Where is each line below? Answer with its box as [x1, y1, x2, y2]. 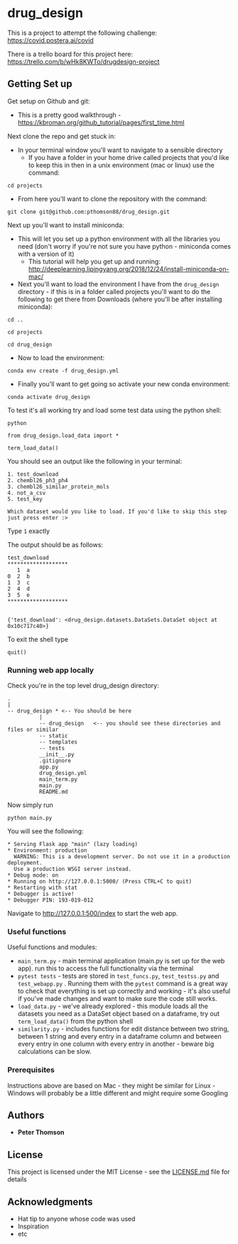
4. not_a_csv [7, 489, 46, 497]
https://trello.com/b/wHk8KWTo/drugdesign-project [7, 57, 160, 65]
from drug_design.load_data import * [7, 432, 119, 439]
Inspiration [17, 1222, 49, 1231]
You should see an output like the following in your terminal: [7, 457, 183, 465]
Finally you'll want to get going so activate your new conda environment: [17, 379, 231, 388]
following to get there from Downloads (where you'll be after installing [17, 295, 222, 303]
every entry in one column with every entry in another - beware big [17, 1039, 215, 1049]
